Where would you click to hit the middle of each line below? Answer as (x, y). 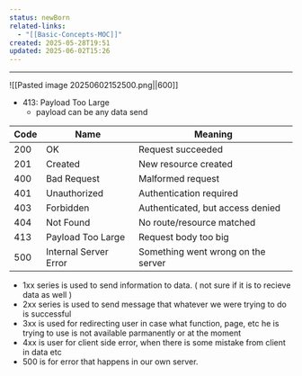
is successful (47, 314)
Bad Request (73, 179)
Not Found (68, 223)
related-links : (38, 26)
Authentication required (188, 193)
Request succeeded (181, 149)
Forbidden (68, 208)
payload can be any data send (92, 112)
